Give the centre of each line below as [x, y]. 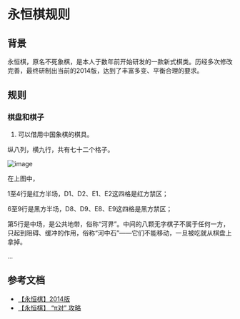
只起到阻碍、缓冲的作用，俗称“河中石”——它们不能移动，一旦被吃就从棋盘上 [120, 233]
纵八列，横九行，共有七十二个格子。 [61, 149]
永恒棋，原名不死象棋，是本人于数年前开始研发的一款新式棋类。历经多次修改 [120, 62]
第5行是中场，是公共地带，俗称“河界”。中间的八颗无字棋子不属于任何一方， [119, 224]
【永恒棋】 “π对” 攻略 [49, 308]
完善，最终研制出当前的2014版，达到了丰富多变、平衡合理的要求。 [105, 71]
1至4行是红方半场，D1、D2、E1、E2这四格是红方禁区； [88, 193]
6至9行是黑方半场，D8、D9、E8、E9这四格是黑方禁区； [90, 208]
